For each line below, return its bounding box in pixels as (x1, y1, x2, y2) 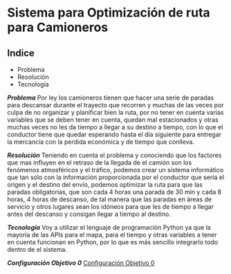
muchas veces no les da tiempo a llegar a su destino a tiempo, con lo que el (7, 123, 223, 131)
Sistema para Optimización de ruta (7, 5, 211, 21)
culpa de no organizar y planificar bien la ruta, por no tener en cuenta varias (7, 109, 224, 116)
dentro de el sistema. (7, 246, 68, 253)
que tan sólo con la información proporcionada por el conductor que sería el (7, 173, 225, 181)
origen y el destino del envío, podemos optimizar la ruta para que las (7, 181, 203, 188)
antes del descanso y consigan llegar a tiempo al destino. (7, 210, 171, 218)
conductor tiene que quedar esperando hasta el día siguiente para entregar (7, 130, 222, 138)
